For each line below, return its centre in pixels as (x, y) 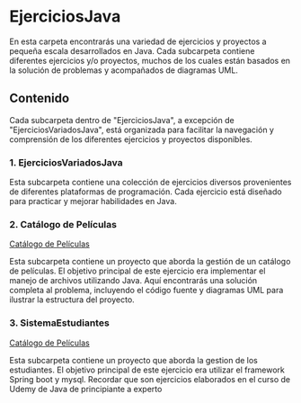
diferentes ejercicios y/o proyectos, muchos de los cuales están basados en (150, 60)
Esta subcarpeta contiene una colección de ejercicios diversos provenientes (150, 183)
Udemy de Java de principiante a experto (86, 389)
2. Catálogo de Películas (63, 224)
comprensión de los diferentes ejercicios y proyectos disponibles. (131, 139)
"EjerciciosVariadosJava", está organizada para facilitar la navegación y (142, 130)
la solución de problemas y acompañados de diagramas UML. (124, 70)
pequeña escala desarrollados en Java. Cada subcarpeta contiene (132, 50)
